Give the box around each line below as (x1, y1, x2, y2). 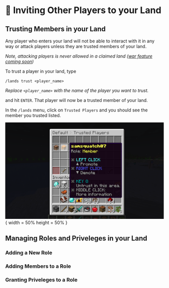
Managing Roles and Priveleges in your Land (5, 234, 147, 243)
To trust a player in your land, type (5, 68, 76, 74)
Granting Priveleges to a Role (5, 276, 78, 283)
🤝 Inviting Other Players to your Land (5, 5, 162, 16)
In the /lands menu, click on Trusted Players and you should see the (5, 107, 148, 113)
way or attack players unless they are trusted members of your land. (5, 43, 147, 49)
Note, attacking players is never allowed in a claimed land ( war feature (5, 53, 152, 59)
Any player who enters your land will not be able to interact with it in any (5, 38, 155, 44)
